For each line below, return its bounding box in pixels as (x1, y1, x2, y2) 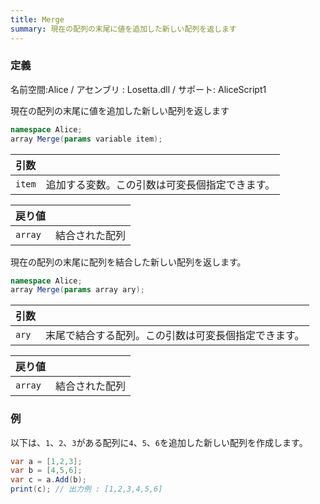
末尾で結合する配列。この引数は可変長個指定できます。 (45, 329, 305, 343)
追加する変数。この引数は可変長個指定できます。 (45, 177, 276, 191)
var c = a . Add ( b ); (10, 475, 87, 485)
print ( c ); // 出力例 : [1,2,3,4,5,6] (10, 484, 163, 495)
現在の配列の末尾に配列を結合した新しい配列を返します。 (10, 256, 247, 268)
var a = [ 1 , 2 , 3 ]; (10, 456, 83, 466)
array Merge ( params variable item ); (10, 134, 163, 144)
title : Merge (10, 14, 65, 25)
